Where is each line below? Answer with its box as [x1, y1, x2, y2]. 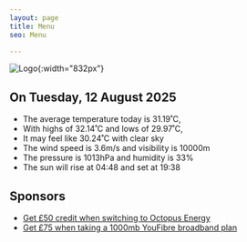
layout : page [9, 13, 59, 23]
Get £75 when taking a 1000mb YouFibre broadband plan [22, 222, 238, 233]
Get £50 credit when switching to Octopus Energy [22, 213, 211, 223]
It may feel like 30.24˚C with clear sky [22, 133, 164, 144]
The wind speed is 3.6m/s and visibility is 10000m [22, 143, 211, 154]
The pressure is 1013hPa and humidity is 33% [22, 152, 194, 164]
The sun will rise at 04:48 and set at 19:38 [22, 162, 180, 173]
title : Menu [9, 22, 55, 31]
